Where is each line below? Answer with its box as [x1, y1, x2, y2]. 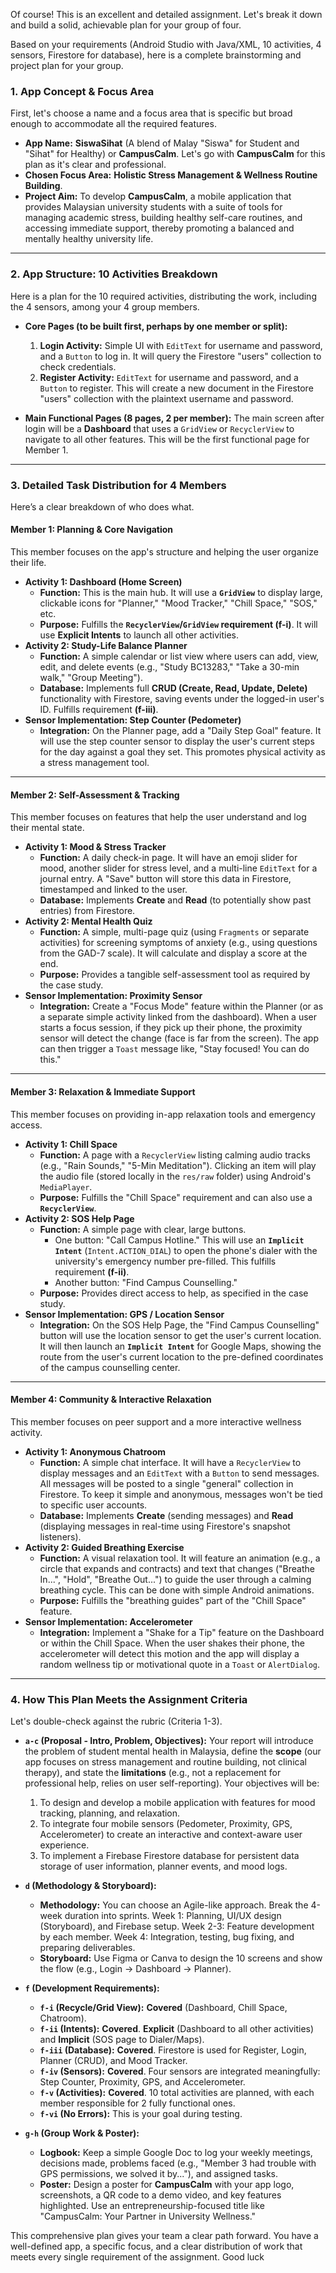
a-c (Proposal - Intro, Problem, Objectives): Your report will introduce [24, 1735, 314, 1746]
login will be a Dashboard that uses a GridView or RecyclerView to [24, 422, 295, 434]
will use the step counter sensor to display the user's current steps [39, 735, 315, 748]
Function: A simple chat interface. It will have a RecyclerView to [39, 1456, 302, 1468]
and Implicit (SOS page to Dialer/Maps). [39, 2034, 205, 2045]
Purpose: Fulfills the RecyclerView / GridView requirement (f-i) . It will [39, 619, 318, 631]
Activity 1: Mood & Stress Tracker [24, 841, 167, 853]
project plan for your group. [10, 60, 124, 71]
